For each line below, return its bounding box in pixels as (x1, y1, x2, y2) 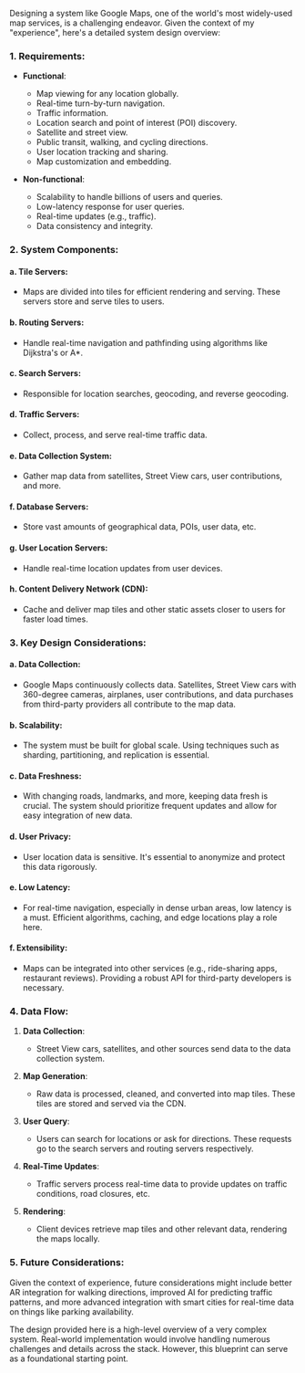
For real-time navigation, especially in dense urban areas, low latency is (22, 902, 292, 913)
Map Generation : (22, 1071, 88, 1082)
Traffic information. (36, 108, 109, 119)
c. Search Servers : (9, 368, 82, 379)
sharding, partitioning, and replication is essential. (22, 749, 210, 760)
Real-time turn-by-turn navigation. (36, 98, 166, 109)
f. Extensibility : (9, 942, 68, 953)
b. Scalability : (9, 719, 63, 730)
